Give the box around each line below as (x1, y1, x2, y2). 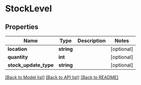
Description (77, 38, 106, 44)
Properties (5, 23, 39, 31)
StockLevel (5, 3, 52, 14)
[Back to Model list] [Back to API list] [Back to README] (5, 75, 119, 80)
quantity (7, 54, 28, 60)
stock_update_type (7, 62, 54, 68)
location (7, 45, 27, 52)
